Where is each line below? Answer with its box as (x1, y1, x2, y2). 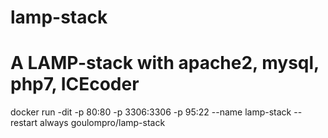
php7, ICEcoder (10, 73, 140, 96)
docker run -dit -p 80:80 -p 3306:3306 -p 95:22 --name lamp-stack (10, 106, 292, 118)
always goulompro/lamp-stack (39, 117, 166, 129)
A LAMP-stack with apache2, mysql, (10, 52, 320, 75)
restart (10, 117, 38, 129)
